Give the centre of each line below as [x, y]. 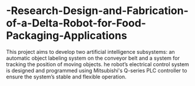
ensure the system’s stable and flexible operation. [66, 77]
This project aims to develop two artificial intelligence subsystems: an [90, 51]
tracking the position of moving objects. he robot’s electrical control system [98, 64]
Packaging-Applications [67, 36]
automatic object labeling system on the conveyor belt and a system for [93, 58]
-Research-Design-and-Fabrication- [97, 11]
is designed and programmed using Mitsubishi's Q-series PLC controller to [97, 70]
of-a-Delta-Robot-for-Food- [76, 23]
